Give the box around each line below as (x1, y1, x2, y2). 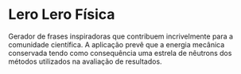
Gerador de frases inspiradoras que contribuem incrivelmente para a (8, 31, 233, 41)
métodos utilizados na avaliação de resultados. (8, 57, 162, 66)
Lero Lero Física (8, 6, 115, 24)
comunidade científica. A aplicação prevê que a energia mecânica (8, 39, 225, 49)
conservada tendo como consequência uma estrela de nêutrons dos (8, 48, 232, 57)
